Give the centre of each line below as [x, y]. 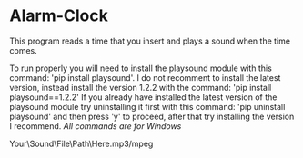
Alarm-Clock [59, 16]
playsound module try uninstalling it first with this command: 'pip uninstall [147, 106]
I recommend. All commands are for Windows [96, 126]
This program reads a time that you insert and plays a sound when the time [150, 41]
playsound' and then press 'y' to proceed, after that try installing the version [152, 116]
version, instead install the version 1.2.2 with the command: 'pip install [141, 87]
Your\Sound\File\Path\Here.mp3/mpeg [81, 143]
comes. [24, 50]
